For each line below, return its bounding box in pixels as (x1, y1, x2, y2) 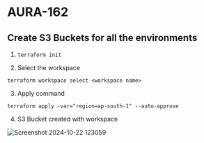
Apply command (17, 90, 65, 97)
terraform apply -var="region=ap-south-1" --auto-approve (7, 103, 179, 110)
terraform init (17, 51, 62, 58)
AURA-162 (7, 4, 69, 20)
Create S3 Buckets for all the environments (7, 32, 198, 44)
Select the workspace (17, 64, 80, 71)
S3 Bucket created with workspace (17, 115, 118, 123)
